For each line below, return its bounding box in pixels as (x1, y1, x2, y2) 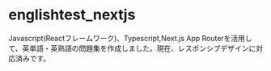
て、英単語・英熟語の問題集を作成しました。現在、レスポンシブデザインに (8, 43, 256, 53)
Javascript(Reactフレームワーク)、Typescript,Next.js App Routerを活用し (8, 33, 252, 43)
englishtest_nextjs (8, 6, 136, 24)
